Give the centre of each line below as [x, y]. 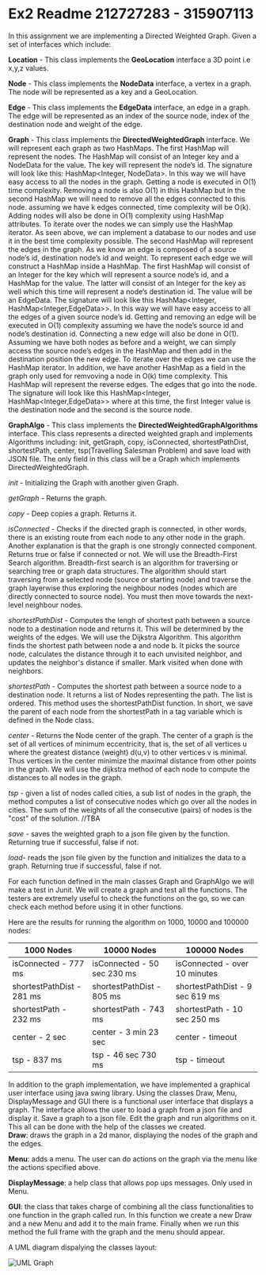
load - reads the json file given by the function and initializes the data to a [127, 857]
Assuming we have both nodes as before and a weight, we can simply [122, 342]
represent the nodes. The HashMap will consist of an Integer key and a [124, 156]
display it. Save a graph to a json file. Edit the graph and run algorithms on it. [133, 1118]
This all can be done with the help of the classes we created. [107, 1126]
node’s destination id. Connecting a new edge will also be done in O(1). [123, 334]
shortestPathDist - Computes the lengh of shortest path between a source [129, 620]
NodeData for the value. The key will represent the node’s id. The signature [131, 164]
